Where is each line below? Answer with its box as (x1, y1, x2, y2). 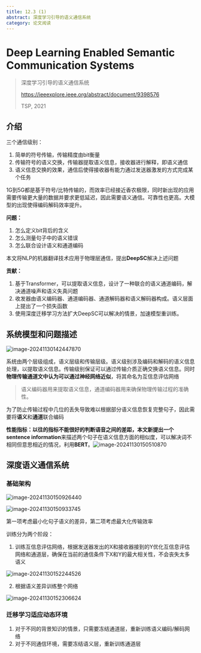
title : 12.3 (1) (6, 8, 47, 15)
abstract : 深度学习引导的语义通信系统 (6, 14, 92, 20)
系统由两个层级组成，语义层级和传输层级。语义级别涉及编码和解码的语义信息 (6, 358, 195, 365)
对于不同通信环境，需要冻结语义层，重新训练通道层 (14, 640, 141, 647)
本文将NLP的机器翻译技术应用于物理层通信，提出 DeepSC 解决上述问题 (6, 255, 179, 262)
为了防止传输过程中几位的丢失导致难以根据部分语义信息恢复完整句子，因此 (6, 406, 190, 413)
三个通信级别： (6, 138, 43, 146)
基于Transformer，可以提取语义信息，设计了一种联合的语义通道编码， (14, 280, 187, 288)
